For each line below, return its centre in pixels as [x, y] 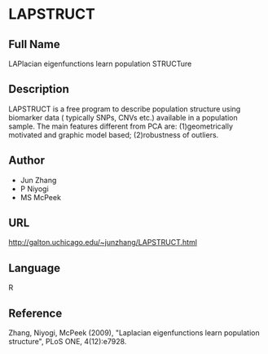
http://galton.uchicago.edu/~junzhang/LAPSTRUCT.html [103, 243]
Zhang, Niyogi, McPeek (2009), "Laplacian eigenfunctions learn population [134, 333]
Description [39, 89]
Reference [35, 313]
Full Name [34, 44]
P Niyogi [34, 189]
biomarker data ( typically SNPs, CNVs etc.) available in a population [123, 117]
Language [35, 268]
